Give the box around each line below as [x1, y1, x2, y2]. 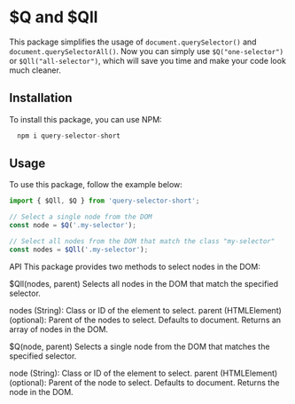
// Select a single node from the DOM [9, 212, 152, 222]
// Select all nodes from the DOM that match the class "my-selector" [9, 237, 276, 246]
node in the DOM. [9, 386, 74, 397]
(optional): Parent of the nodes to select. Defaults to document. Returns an [9, 314, 282, 325]
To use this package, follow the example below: [9, 179, 183, 190]
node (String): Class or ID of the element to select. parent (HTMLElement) [9, 368, 278, 378]
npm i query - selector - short [17, 131, 121, 140]
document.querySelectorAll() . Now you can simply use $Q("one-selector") [9, 45, 284, 56]
